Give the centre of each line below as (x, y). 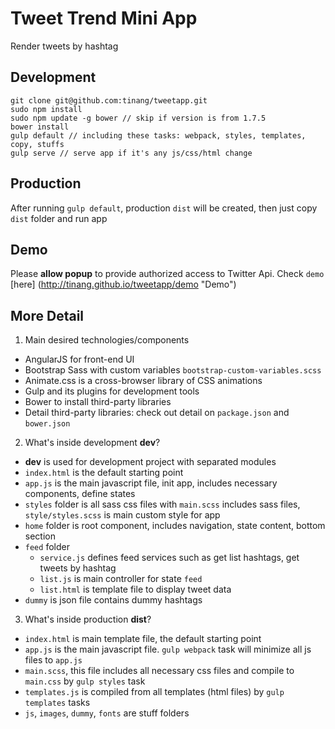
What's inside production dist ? (88, 619)
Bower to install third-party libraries (98, 402)
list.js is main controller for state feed (121, 579)
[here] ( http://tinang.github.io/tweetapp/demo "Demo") (123, 284)
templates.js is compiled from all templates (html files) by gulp (154, 692)
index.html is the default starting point (104, 473)
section (40, 536)
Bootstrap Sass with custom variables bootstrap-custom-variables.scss (173, 370)
